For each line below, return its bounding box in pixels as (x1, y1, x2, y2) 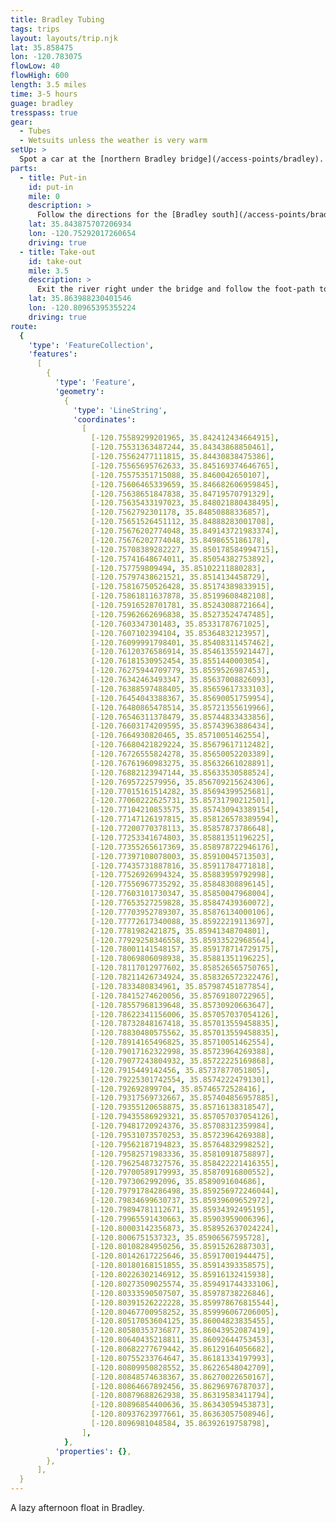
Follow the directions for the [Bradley (36, 210, 208, 220)
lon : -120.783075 (10, 52, 83, 62)
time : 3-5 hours (10, 89, 78, 99)
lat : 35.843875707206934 (28, 219, 132, 230)
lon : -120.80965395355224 (28, 303, 137, 313)
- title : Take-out (19, 247, 97, 257)
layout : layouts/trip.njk (10, 33, 118, 43)
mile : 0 (28, 191, 60, 201)
